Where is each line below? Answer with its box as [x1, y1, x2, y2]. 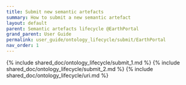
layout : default [6, 20, 47, 26]
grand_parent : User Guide [6, 31, 71, 37]
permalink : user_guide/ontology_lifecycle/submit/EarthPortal [6, 37, 166, 43]
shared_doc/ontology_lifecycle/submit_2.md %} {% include [6, 65, 153, 72]
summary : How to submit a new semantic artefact [6, 14, 131, 20]
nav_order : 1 [6, 43, 39, 49]
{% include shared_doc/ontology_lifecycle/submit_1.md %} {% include [6, 58, 180, 66]
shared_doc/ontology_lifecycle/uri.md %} [6, 72, 109, 79]
